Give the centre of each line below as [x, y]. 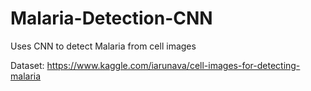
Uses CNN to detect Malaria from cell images [103, 46]
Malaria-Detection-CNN [111, 18]
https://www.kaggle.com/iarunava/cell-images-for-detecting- [173, 65]
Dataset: [27, 65]
